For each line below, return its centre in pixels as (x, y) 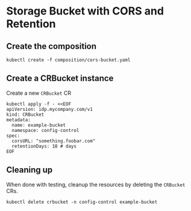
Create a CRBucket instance (60, 79)
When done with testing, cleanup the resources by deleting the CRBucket (96, 184)
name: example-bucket (39, 125)
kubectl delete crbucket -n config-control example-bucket (82, 202)
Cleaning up (30, 170)
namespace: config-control (45, 130)
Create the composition (52, 46)
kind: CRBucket (25, 115)
